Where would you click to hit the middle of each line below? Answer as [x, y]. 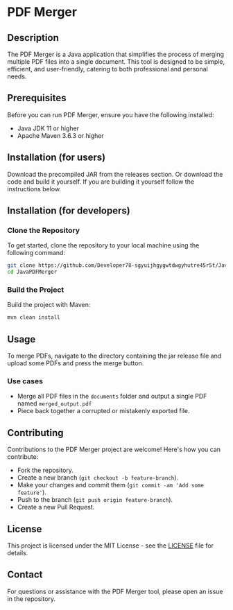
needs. [17, 76]
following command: [36, 253]
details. [18, 552]
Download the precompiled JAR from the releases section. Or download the [115, 174]
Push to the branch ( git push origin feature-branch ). [95, 500]
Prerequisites [37, 98]
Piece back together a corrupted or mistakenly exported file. [103, 411]
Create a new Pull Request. [56, 507]
